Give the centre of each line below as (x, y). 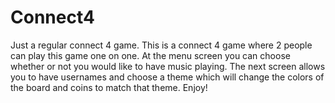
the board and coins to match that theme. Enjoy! (109, 87)
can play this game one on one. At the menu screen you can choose (150, 55)
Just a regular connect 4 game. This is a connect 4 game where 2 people (161, 45)
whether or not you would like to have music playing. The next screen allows (168, 66)
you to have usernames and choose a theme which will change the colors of (167, 77)
